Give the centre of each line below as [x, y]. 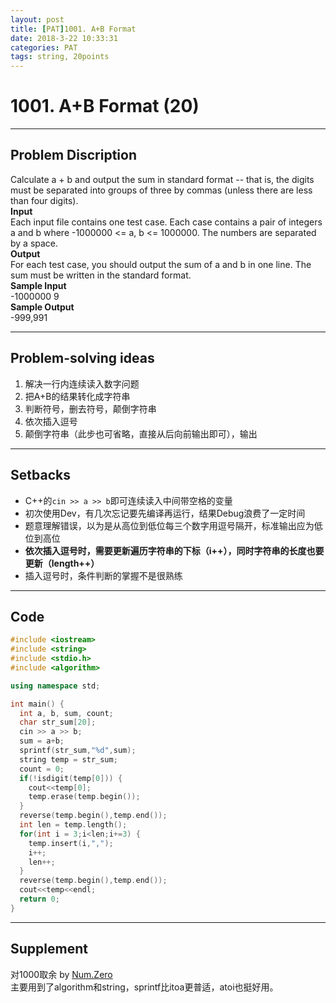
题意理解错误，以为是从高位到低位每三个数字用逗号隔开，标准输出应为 [169, 525]
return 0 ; [39, 899]
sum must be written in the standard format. [101, 275]
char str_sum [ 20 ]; [58, 722]
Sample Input [38, 285]
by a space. [34, 243]
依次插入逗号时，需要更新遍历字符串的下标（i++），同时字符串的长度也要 [174, 550]
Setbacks [40, 475]
